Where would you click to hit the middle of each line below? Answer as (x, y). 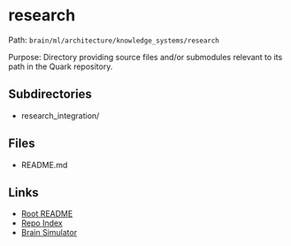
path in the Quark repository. (61, 66)
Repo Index (42, 223)
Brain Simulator (49, 233)
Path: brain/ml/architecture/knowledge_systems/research (114, 40)
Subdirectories (50, 94)
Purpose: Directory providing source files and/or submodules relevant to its (145, 57)
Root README (47, 214)
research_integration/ (60, 115)
